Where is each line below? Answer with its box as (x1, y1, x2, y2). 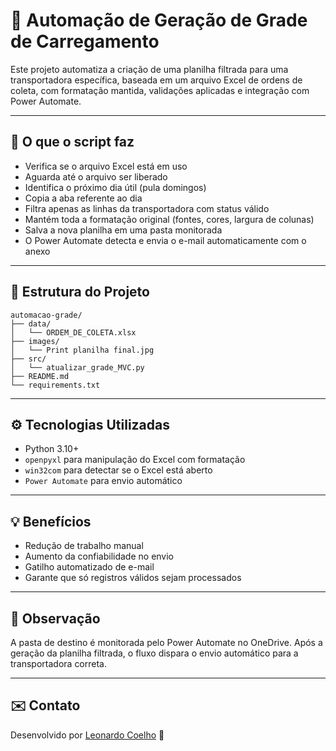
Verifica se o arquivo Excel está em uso (24, 160, 188, 172)
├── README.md (10, 371, 70, 381)
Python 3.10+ (24, 443, 80, 455)
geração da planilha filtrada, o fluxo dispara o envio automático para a (10, 647, 299, 659)
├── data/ (10, 319, 52, 329)
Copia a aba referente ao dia (24, 192, 143, 204)
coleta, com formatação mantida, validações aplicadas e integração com (10, 84, 310, 96)
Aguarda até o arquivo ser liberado (24, 170, 168, 183)
